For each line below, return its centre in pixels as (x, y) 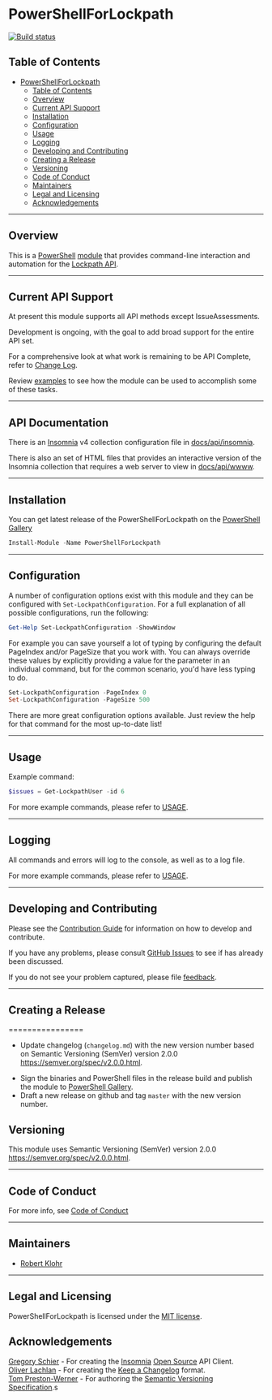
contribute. (27, 937)
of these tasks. (33, 390)
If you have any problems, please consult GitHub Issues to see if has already (136, 953)
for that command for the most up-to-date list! (85, 724)
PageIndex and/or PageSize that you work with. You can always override (130, 651)
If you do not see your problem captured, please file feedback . (113, 977)
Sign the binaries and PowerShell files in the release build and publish (136, 1078)
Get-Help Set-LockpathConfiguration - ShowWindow (92, 627)
